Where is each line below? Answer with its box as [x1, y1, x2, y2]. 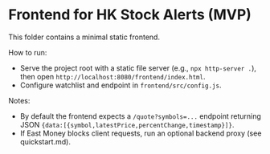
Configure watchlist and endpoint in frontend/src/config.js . [19, 80, 222, 90]
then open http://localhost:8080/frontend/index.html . [19, 71, 206, 81]
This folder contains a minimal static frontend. [8, 32, 161, 42]
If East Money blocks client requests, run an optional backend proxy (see [19, 128, 262, 138]
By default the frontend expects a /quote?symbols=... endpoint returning [19, 111, 261, 121]
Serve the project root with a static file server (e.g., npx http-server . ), [19, 63, 257, 73]
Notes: [8, 95, 31, 105]
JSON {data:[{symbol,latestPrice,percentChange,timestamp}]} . [19, 120, 235, 129]
